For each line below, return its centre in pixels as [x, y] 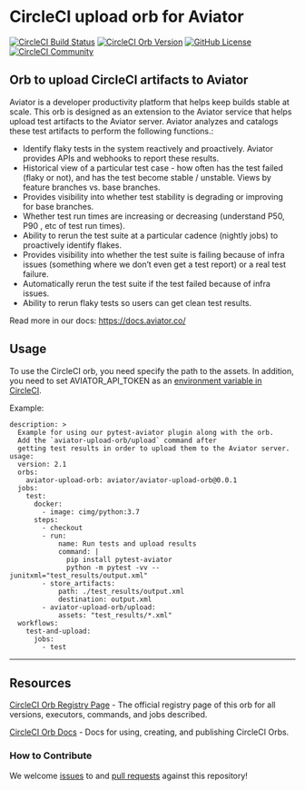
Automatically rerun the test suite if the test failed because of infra [146, 283]
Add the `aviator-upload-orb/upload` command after [118, 440]
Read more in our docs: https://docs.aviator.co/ [98, 321]
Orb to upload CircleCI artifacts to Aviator [129, 80]
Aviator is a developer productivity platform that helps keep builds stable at [150, 102]
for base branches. [58, 206]
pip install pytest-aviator [119, 559]
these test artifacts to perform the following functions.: [112, 131]
